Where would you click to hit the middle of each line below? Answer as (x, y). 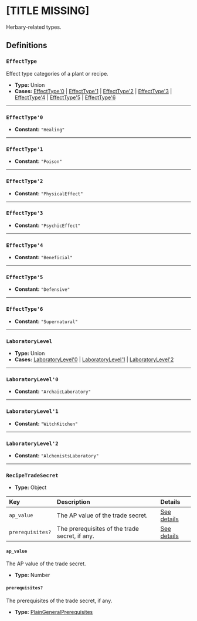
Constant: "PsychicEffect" (47, 225)
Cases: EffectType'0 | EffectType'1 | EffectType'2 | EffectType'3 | (93, 91)
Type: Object (30, 487)
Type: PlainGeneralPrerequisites (54, 612)
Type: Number (32, 575)
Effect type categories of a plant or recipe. (57, 73)
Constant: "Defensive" (42, 289)
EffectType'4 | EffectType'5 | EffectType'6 (65, 97)
